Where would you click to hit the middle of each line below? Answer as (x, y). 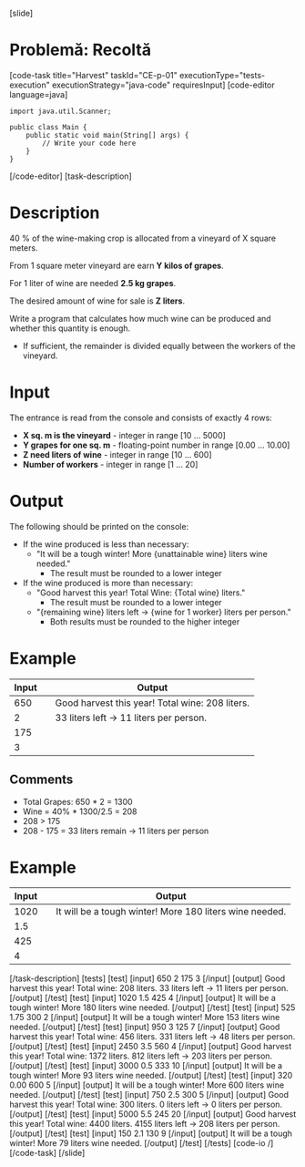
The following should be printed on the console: (99, 526)
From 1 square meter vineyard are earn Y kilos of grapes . (117, 265)
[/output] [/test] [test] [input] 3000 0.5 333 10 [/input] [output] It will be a (146, 1066)
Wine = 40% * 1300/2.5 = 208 (80, 811)
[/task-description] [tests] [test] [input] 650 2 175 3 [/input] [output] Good (147, 978)
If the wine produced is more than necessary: (108, 583)
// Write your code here (89, 143)
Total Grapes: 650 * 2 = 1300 (78, 801)
